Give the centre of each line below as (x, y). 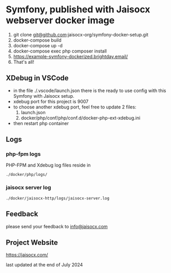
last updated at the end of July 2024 (44, 265)
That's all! (24, 62)
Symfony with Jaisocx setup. (44, 96)
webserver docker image (60, 20)
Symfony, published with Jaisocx (78, 10)
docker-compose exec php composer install (60, 51)
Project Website (32, 242)
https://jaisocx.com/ (27, 255)
